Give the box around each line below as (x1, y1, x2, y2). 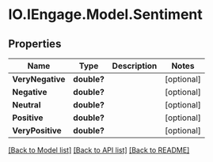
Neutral (12, 100, 41, 110)
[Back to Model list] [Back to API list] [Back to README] (8, 145, 190, 155)
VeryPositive (12, 125, 62, 136)
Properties (8, 37, 62, 51)
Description (112, 61, 158, 71)
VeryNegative (12, 73, 66, 85)
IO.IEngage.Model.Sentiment (8, 6, 203, 24)
